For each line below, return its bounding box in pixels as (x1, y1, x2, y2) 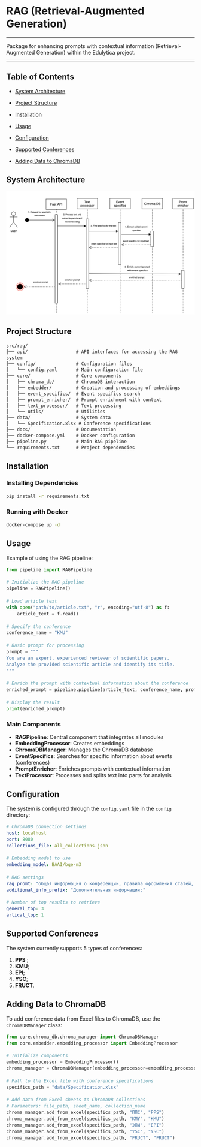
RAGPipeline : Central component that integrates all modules (14, 734, 164, 741)
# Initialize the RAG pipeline (6, 579, 84, 585)
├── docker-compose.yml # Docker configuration (6, 433, 135, 439)
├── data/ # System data (6, 415, 111, 421)
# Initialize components (6, 1053, 68, 1059)
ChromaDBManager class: (6, 1021, 63, 1028)
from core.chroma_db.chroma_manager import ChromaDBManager (6, 1034, 160, 1040)
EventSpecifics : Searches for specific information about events (14, 753, 172, 760)
